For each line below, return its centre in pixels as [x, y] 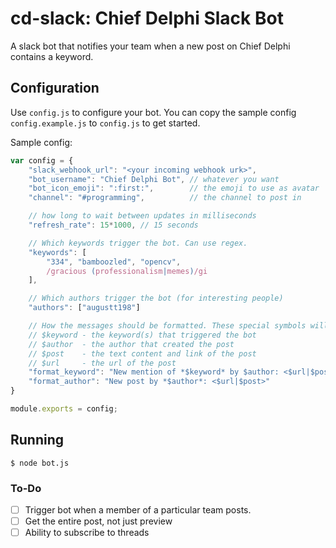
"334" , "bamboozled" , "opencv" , [114, 262]
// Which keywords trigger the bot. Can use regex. [138, 243]
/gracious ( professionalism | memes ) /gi [127, 271]
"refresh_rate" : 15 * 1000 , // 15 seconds [113, 225]
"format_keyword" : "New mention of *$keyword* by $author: [154, 372]
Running [37, 440]
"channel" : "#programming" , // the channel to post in [165, 198]
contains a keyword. [52, 56]
